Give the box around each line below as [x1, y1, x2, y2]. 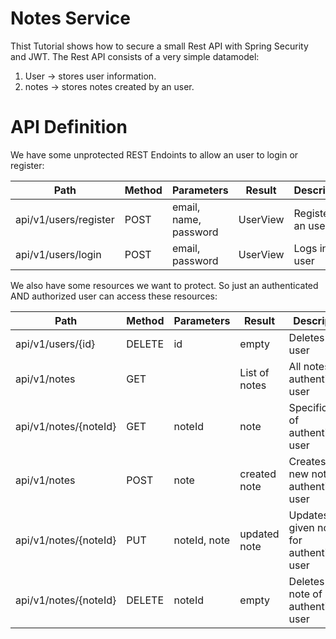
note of [288, 587, 323, 601]
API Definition [10, 116, 128, 139]
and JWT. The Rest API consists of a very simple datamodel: [10, 50, 260, 62]
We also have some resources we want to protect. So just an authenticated [10, 279, 319, 291]
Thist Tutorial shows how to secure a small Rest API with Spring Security [10, 40, 309, 52]
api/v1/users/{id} [15, 337, 96, 351]
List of [239, 365, 270, 379]
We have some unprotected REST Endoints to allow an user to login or [10, 148, 299, 161]
